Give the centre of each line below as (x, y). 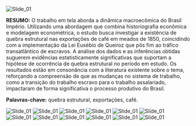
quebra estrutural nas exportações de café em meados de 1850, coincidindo (98, 39)
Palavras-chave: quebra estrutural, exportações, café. (72, 100)
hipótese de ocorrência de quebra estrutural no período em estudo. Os (91, 64)
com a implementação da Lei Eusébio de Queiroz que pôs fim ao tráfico (92, 45)
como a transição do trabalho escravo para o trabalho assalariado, (86, 82)
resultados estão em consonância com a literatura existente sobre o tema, (95, 70)
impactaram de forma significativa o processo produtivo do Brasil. (86, 88)
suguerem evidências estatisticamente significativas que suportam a (89, 57)
